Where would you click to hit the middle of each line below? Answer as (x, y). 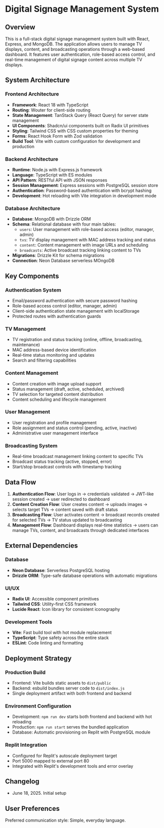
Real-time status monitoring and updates (53, 355)
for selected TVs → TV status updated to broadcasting (67, 520)
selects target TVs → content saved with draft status (65, 509)
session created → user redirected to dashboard (61, 499)
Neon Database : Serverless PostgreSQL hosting (61, 570)
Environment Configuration (38, 706)
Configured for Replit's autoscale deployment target (65, 756)
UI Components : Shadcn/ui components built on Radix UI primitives (81, 125)
